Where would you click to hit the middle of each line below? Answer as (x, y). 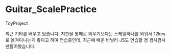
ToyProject (17, 23)
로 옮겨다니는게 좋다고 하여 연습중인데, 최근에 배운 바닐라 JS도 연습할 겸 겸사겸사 (86, 40)
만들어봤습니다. (20, 46)
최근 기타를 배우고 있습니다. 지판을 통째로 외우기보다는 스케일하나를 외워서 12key (86, 33)
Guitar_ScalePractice (51, 9)
